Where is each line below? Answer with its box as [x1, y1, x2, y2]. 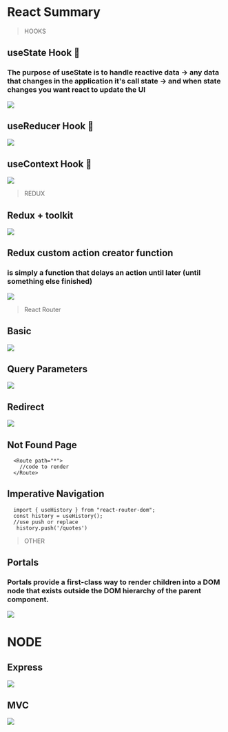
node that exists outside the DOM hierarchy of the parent [7, 586, 202, 596]
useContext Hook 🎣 [7, 158, 92, 170]
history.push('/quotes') [16, 524, 88, 532]
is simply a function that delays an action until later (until [7, 268, 201, 278]
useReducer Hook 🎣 [7, 120, 94, 132]
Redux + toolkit [7, 209, 74, 221]
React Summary [7, 4, 101, 20]
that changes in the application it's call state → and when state [7, 77, 221, 86]
